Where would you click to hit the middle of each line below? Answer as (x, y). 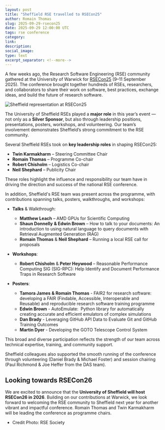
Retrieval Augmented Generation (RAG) (59, 234)
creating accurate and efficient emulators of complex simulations (85, 314)
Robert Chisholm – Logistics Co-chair (51, 165)
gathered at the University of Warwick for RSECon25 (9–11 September (76, 79)
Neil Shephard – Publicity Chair (44, 170)
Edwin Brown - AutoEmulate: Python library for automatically (82, 309)
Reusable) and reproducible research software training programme (87, 304)
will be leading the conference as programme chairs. (58, 413)
